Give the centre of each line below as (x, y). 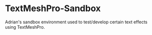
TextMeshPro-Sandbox (53, 9)
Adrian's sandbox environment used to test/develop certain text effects (76, 22)
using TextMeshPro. (25, 27)
